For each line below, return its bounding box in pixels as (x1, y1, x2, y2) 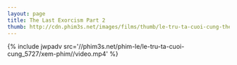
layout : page (7, 10, 46, 17)
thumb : (7, 23, 27, 30)
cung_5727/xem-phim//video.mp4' (7, 50, 108, 58)
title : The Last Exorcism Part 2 (7, 17, 106, 24)
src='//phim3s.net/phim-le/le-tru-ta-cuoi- (63, 43, 185, 51)
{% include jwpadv (7, 43, 62, 51)
